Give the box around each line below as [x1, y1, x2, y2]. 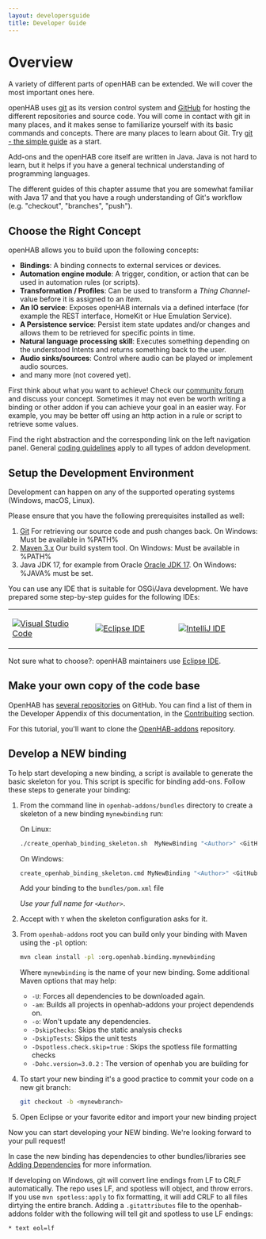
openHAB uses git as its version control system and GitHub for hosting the [8, 103, 251, 113]
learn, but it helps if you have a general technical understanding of [8, 160, 226, 171]
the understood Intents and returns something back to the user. [19, 345, 227, 355]
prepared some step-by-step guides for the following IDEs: [8, 593, 200, 602]
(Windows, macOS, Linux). [8, 496, 95, 505]
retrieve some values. [8, 420, 79, 429]
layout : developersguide [8, 11, 90, 20]
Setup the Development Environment [8, 466, 194, 480]
